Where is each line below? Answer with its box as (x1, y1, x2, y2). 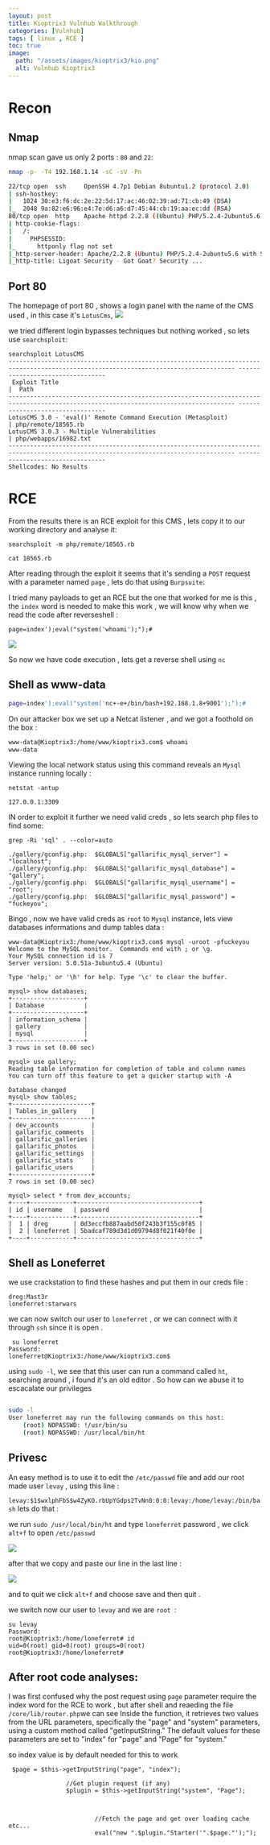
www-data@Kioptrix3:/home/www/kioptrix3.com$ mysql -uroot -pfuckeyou (8, 938, 250, 946)
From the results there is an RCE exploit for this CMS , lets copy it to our (8, 516, 246, 526)
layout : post (8, 11, 52, 20)
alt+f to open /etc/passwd (8, 1528, 96, 1537)
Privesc (8, 1451, 47, 1465)
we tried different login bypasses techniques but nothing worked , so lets (8, 326, 251, 336)
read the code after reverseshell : (8, 610, 119, 619)
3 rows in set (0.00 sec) (8, 1044, 95, 1052)
